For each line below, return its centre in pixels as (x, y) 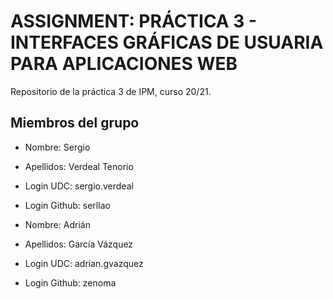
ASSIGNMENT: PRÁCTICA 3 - (134, 21)
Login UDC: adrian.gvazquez (84, 263)
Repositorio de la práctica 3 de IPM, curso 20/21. (111, 91)
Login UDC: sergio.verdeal (79, 186)
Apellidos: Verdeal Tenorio (79, 166)
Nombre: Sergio (57, 147)
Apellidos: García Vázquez (79, 244)
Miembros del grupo (75, 123)
